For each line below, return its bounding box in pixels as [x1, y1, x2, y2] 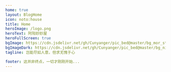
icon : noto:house [5, 17, 42, 22]
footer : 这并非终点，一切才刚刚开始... [5, 59, 80, 64]
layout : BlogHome [5, 12, 42, 17]
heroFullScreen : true [5, 36, 51, 41]
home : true [5, 7, 28, 13]
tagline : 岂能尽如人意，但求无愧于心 [5, 50, 75, 55]
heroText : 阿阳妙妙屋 [5, 31, 47, 36]
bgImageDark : [5, 45, 33, 50]
